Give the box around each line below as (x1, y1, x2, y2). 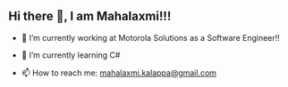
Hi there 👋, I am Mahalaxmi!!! (8, 9, 172, 24)
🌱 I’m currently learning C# (21, 50, 121, 60)
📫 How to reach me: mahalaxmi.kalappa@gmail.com (21, 67, 216, 78)
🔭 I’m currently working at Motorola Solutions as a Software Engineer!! (21, 32, 281, 43)
